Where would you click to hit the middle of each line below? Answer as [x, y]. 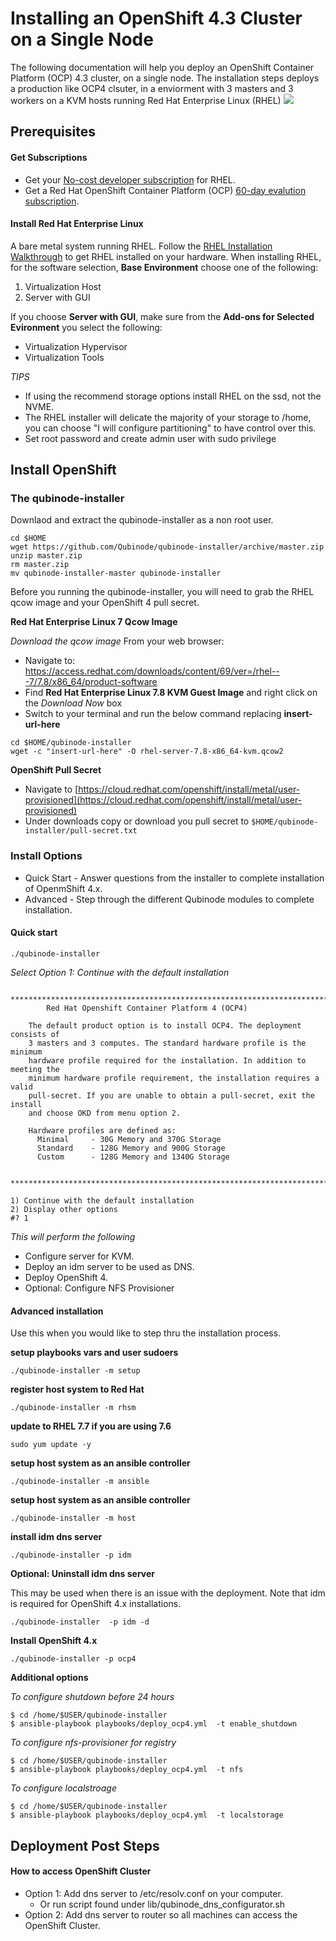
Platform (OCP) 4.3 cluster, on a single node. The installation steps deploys [165, 78]
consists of [35, 1034]
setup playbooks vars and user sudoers [94, 1353]
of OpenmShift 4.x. [63, 888]
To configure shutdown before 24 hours [92, 1697]
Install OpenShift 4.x [54, 1641]
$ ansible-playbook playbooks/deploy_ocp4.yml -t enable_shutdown [154, 1724]
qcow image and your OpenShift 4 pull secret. [105, 603]
